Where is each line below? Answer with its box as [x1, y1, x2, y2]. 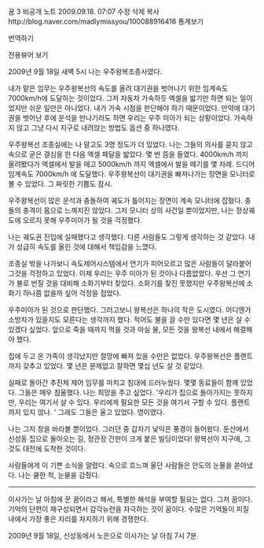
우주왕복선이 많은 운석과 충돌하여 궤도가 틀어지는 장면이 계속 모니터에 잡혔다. [8, 196, 244, 205]
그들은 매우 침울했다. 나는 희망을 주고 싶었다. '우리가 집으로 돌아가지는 [18, 388, 232, 397]
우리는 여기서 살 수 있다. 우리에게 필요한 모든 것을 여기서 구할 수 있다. [18, 398, 229, 407]
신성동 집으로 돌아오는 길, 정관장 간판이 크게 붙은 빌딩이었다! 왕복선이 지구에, [8, 434, 243, 443]
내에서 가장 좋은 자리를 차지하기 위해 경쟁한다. [8, 514, 149, 524]
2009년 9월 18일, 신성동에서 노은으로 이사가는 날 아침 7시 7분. [8, 531, 199, 540]
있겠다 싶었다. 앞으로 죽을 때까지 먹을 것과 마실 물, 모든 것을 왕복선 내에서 [8, 325, 232, 334]
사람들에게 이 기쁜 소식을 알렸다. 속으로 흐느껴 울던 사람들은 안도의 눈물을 [8, 461, 233, 470]
